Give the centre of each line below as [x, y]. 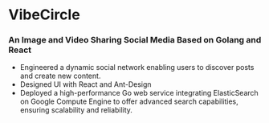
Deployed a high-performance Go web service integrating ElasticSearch [139, 93]
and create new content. [60, 76]
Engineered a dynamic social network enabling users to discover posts [137, 68]
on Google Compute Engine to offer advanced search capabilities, [129, 101]
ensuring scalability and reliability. [76, 110]
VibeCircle [44, 15]
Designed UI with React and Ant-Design [86, 84]
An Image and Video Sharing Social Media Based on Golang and [135, 40]
